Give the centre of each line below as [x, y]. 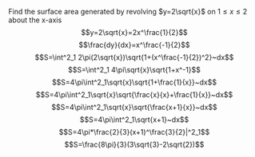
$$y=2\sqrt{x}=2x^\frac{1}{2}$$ [134, 32]
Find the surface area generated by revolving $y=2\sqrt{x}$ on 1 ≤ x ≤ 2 [128, 12]
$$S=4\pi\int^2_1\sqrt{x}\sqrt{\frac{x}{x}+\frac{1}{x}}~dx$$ [134, 94]
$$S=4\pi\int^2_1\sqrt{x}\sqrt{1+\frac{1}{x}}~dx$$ [134, 82]
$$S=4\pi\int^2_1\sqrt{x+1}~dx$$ [134, 120]
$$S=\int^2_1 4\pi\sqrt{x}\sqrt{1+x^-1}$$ [134, 70]
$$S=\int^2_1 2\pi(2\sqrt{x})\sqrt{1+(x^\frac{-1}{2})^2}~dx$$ [134, 57]
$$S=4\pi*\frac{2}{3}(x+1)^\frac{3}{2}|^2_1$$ [134, 132]
